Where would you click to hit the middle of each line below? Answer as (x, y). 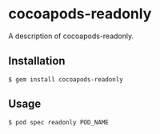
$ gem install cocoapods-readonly (66, 79)
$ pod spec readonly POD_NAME (59, 122)
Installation (37, 61)
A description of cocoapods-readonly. (71, 36)
